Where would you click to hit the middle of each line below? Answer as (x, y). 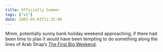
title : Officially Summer (32, 10)
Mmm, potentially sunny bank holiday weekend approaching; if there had (81, 34)
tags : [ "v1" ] (19, 15)
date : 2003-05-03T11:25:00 (34, 19)
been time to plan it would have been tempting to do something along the (81, 39)
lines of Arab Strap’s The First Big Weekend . (51, 44)
